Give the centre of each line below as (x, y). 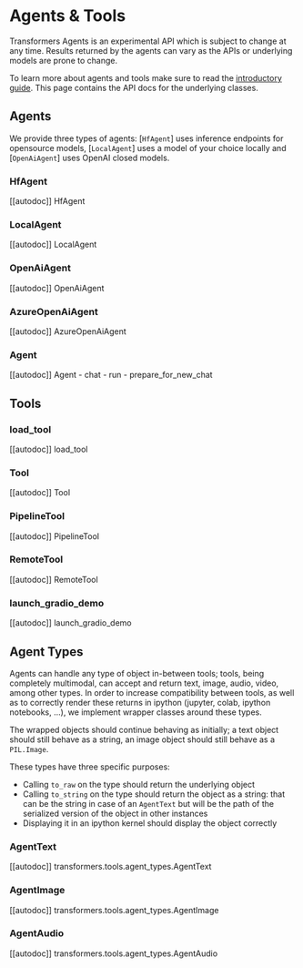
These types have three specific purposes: (90, 767)
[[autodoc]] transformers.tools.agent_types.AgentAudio (114, 953)
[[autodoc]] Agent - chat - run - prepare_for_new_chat (111, 375)
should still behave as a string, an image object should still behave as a (142, 739)
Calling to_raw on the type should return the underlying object (139, 784)
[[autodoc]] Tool (40, 493)
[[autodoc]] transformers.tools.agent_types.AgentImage (114, 910)
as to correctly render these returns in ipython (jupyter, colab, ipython (140, 702)
